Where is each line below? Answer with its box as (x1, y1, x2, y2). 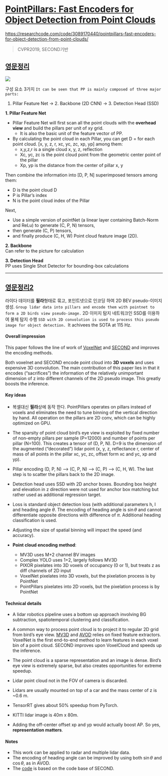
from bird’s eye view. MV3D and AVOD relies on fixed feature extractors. (12, 631, 161, 638)
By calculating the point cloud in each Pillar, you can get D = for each (12, 135, 155, 141)
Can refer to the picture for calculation (5, 247, 84, 253)
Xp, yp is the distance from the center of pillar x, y (19, 162, 123, 168)
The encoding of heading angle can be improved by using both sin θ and (12, 755, 162, 761)
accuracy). (12, 532, 35, 538)
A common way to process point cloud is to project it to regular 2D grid (12, 626, 159, 632)
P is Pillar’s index (12, 192, 47, 198)
